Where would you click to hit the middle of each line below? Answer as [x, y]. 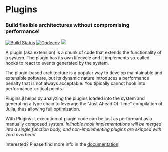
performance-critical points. [34, 89]
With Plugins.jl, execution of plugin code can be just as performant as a [79, 119]
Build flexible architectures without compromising [67, 25]
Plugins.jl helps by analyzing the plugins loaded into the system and [75, 98]
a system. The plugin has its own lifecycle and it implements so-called [77, 58]
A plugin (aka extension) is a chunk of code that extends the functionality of [83, 52]
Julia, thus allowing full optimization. [43, 109]
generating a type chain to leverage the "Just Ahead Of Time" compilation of [84, 104]
